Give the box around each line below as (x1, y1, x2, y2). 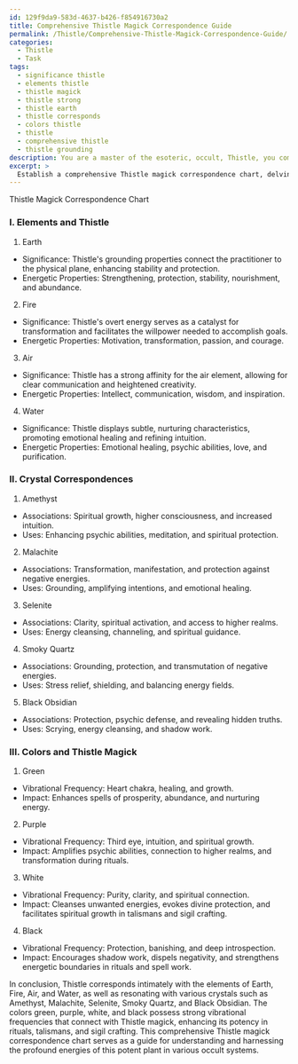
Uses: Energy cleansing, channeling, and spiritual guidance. (21, 627, 241, 637)
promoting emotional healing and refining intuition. (21, 432, 207, 443)
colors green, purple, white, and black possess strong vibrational (9, 1007, 247, 1018)
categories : (9, 37, 53, 47)
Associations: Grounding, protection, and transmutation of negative (21, 660, 269, 671)
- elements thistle (17, 79, 90, 88)
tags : (9, 63, 29, 72)
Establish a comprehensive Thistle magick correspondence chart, (17, 169, 264, 178)
